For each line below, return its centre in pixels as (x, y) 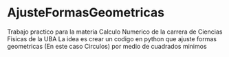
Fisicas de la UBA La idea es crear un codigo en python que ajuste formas (112, 38)
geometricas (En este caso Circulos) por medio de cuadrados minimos (107, 46)
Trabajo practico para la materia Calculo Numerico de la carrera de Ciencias (115, 32)
